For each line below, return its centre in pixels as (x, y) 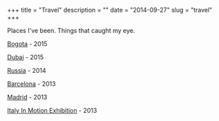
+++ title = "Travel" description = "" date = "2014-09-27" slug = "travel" (110, 10)
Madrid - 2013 (27, 97)
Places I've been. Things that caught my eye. (71, 31)
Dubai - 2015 (26, 57)
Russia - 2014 (27, 70)
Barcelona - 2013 (32, 84)
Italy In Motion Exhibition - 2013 (52, 110)
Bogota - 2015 (27, 44)
